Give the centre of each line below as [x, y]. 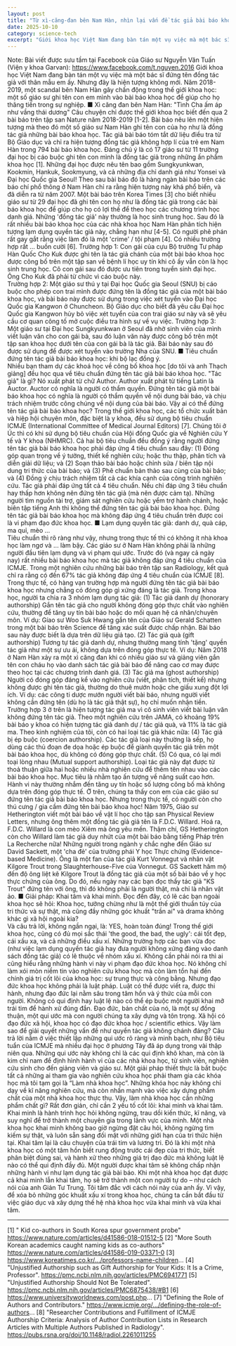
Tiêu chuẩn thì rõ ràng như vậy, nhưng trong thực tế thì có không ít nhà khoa [118, 538]
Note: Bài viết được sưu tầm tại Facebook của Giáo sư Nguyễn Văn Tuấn [111, 60]
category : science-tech [42, 33]
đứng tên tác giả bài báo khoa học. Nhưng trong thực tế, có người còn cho [115, 799]
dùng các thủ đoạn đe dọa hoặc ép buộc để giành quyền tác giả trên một [113, 747]
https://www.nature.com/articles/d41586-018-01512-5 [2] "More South [110, 1238]
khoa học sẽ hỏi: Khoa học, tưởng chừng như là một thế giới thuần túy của [114, 904]
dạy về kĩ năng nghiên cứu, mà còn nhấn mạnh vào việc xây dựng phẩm [111, 1091]
